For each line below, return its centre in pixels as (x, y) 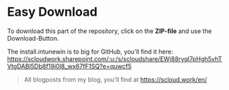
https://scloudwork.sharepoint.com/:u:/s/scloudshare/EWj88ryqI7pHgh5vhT (115, 58)
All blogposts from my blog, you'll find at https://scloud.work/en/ (116, 79)
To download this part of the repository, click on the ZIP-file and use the (109, 31)
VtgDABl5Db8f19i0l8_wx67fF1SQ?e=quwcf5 (69, 66)
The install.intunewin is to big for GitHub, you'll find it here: (90, 52)
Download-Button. (33, 38)
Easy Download (52, 12)
